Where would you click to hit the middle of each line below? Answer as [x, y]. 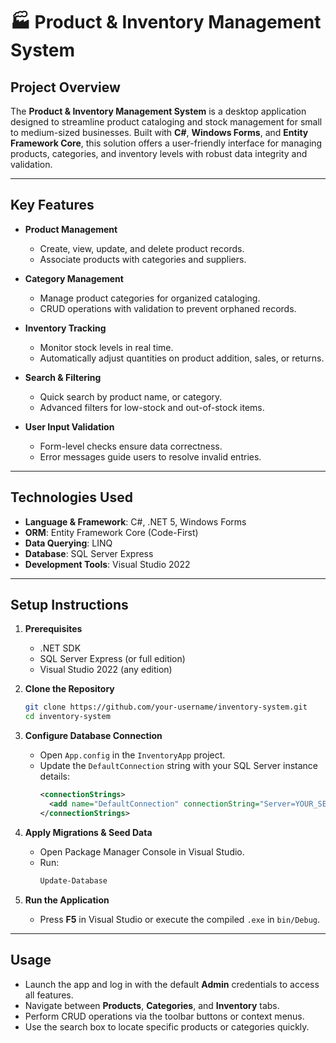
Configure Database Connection [93, 736]
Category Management [74, 278]
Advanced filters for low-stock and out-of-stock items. [152, 407]
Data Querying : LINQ [68, 543]
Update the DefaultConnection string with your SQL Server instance [178, 766]
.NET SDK [60, 648]
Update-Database [73, 880]
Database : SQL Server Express [89, 553]
